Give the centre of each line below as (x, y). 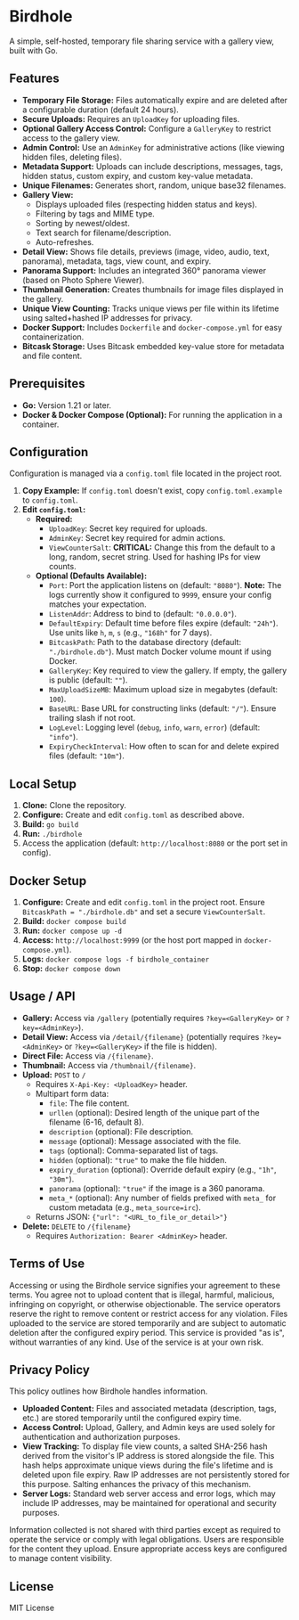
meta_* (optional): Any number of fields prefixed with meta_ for (162, 1198)
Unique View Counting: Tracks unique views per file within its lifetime (150, 308)
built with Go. (33, 50)
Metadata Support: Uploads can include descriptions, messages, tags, (152, 166)
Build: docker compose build (74, 921)
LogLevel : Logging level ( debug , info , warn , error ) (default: (154, 727)
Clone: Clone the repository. (74, 806)
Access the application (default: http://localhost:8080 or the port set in (155, 843)
